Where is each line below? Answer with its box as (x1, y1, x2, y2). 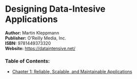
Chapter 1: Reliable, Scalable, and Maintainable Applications (12, 69, 133, 75)
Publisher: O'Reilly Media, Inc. (5, 35, 67, 41)
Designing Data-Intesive (5, 3, 106, 15)
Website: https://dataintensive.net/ (5, 45, 76, 51)
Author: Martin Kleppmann (5, 30, 59, 36)
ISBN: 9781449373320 (5, 40, 51, 46)
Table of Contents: (5, 58, 50, 64)
